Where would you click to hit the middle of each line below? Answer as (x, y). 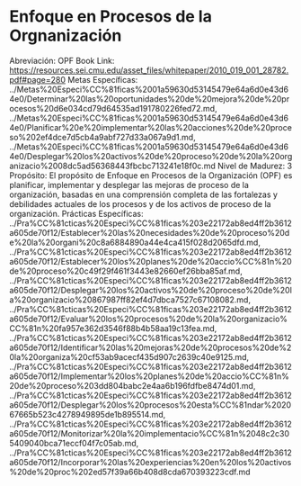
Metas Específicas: (102, 79)
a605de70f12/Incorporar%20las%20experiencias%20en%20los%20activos (150, 462)
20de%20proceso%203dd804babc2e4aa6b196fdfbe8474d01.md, (133, 385)
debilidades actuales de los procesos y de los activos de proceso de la (140, 203)
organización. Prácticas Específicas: (76, 213)
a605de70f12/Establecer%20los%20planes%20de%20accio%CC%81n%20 (150, 261)
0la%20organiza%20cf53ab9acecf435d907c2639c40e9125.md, (129, 356)
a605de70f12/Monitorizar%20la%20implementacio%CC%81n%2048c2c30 (150, 433)
